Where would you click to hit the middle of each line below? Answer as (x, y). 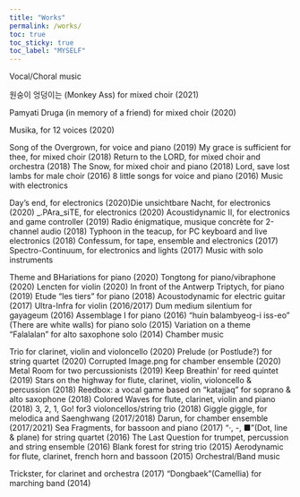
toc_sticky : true (42, 43)
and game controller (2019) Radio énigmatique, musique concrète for (137, 222)
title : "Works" (38, 17)
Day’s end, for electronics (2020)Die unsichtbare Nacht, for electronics (140, 203)
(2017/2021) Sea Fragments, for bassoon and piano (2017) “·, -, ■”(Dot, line (149, 428)
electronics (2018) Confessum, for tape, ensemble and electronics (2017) (144, 241)
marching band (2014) (50, 484)
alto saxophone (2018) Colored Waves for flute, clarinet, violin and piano (142, 399)
